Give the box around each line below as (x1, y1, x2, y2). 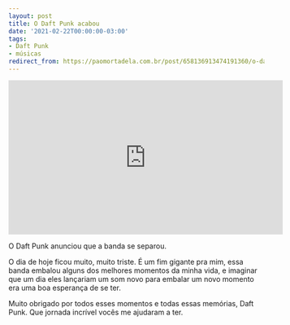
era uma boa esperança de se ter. (8, 283, 122, 292)
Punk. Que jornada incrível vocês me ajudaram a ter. (8, 307, 184, 317)
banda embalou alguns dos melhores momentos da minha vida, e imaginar (8, 266, 258, 275)
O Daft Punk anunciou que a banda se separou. (8, 241, 167, 251)
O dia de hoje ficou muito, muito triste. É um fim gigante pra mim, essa (8, 257, 244, 266)
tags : (8, 34, 27, 43)
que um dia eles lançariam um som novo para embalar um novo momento (8, 274, 254, 283)
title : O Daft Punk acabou (8, 20, 100, 28)
